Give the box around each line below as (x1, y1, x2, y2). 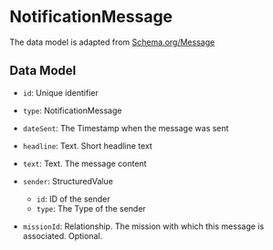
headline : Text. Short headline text (22, 140, 152, 151)
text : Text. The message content (22, 158, 147, 169)
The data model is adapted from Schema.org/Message (9, 36, 215, 47)
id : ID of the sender (36, 193, 110, 204)
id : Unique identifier (22, 87, 99, 98)
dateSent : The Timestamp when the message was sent (22, 122, 229, 133)
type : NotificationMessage (22, 105, 122, 116)
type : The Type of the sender (36, 203, 146, 214)
